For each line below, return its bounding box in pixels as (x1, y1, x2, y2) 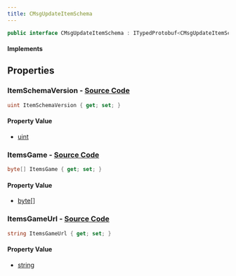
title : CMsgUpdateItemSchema (7, 10, 93, 18)
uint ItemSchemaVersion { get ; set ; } (7, 102, 121, 109)
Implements (7, 45, 44, 53)
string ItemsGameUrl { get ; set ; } (7, 230, 112, 237)
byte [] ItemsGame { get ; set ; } (7, 166, 102, 173)
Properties (7, 64, 55, 77)
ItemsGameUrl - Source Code (7, 214, 110, 224)
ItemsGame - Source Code (7, 150, 100, 160)
